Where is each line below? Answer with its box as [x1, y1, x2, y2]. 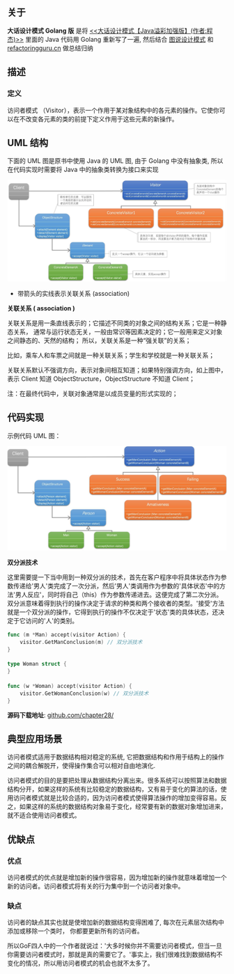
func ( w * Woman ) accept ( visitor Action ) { [7, 682, 132, 689]
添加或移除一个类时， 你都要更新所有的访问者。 [7, 927, 143, 935]
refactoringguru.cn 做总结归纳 [7, 44, 94, 52]
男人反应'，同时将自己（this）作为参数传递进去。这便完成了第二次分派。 [15, 590, 223, 599]
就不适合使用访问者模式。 [7, 811, 81, 819]
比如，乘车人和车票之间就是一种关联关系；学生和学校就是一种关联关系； [7, 351, 214, 359]
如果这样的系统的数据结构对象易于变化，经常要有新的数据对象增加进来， [19, 803, 227, 811]
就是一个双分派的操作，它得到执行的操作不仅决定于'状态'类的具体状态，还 [7, 608, 219, 616]
